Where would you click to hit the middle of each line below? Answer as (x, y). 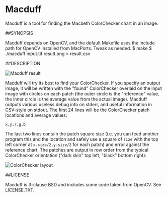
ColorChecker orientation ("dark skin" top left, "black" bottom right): (76, 155)
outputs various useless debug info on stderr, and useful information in (79, 104)
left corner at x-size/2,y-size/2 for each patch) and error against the (77, 144)
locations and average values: (36, 115)
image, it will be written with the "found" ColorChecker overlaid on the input (84, 88)
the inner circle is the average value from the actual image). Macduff (76, 99)
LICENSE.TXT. (20, 190)
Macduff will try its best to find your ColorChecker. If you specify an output (83, 83)
